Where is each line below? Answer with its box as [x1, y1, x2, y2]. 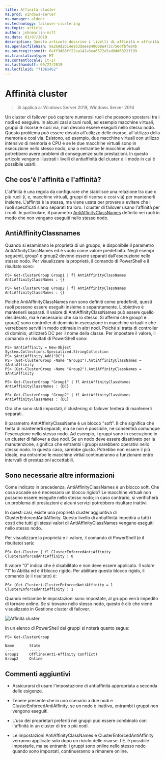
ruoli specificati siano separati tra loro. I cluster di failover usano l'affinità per [5, 204, 160, 210]
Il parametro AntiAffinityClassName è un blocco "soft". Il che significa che [5, 420, 154, 426]
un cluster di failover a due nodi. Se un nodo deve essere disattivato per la [5, 436, 156, 442]
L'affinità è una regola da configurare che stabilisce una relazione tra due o [5, 189, 157, 194]
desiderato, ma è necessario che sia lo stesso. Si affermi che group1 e [5, 314, 146, 320]
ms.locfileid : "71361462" [5, 67, 58, 72]
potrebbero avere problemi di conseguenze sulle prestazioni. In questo [5, 151, 148, 156]
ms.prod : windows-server [5, 12, 56, 17]
